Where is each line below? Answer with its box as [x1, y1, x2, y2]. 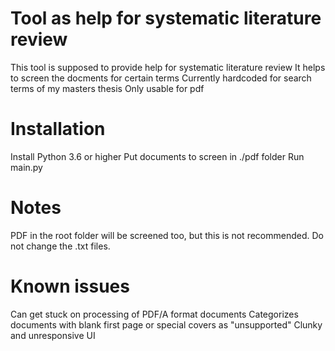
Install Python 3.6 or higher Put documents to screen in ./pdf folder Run [10, 150, 305, 162]
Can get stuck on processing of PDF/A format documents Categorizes [10, 308, 299, 320]
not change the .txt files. [10, 240, 111, 252]
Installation [10, 118, 106, 141]
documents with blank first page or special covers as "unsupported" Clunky [10, 318, 323, 331]
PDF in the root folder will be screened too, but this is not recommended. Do [10, 229, 324, 241]
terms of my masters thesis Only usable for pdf [10, 82, 205, 94]
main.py [10, 161, 43, 173]
